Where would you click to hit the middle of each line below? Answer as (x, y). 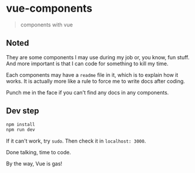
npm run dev (20, 130)
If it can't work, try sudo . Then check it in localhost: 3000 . (76, 141)
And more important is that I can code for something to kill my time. (87, 63)
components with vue (47, 25)
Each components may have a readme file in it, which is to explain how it (92, 74)
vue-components (49, 9)
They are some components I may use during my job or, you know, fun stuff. (98, 57)
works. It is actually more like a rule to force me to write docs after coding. (96, 81)
